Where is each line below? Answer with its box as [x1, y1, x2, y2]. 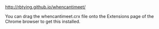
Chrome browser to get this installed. [5, 19, 80, 24]
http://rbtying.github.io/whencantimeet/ [5, 4, 86, 10]
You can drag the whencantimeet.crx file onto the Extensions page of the [5, 14, 154, 19]
